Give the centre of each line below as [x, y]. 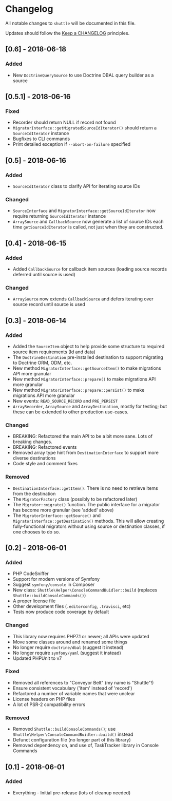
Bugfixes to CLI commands [41, 139]
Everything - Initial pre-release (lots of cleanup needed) [72, 793]
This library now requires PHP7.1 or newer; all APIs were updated [81, 636]
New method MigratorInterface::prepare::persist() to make [79, 390]
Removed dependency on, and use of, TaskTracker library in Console [86, 746]
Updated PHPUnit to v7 [37, 658]
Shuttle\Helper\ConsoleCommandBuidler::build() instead [73, 734]
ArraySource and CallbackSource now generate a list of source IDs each [88, 222]
